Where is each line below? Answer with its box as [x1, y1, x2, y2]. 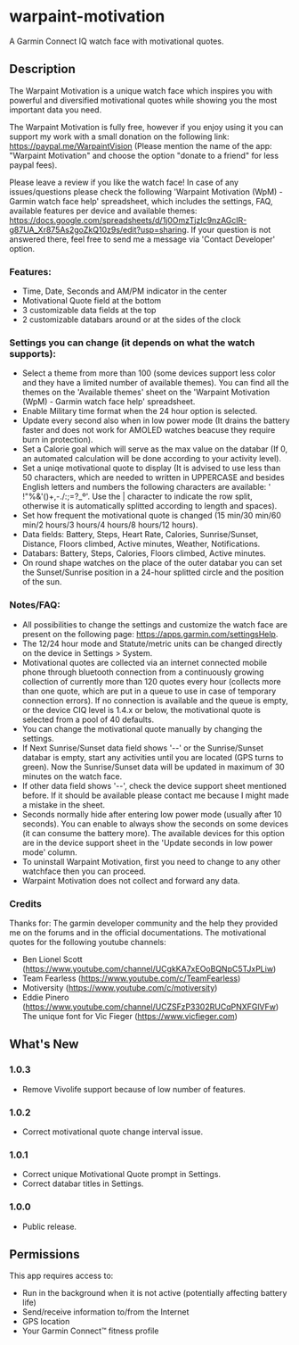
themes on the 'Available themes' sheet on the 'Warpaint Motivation [21, 386, 271, 398]
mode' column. [21, 846, 77, 858]
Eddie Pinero [21, 992, 69, 1002]
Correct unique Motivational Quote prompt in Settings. [21, 1169, 221, 1180]
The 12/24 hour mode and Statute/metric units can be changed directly [21, 638, 283, 649]
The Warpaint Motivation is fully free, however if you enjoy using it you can [9, 121, 284, 132]
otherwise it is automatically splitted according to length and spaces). [21, 501, 278, 511]
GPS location [21, 1316, 70, 1327]
